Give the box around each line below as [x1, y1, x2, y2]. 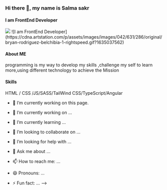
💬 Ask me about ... [12, 148, 51, 154]
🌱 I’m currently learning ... [12, 119, 66, 125]
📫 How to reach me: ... [12, 158, 61, 164]
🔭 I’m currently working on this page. [12, 100, 89, 106]
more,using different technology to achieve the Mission [5, 67, 119, 73]
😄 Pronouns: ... [12, 170, 45, 176]
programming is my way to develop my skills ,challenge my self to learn [5, 62, 153, 68]
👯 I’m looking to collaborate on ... [12, 129, 81, 135]
